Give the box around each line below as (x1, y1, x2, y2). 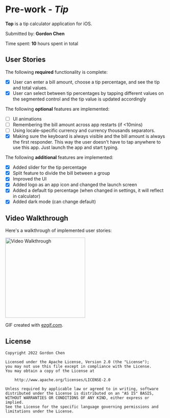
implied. (5, 400, 24, 405)
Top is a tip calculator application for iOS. (5, 21, 92, 27)
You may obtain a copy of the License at (5, 368, 95, 374)
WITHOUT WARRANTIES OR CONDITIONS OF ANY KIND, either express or (5, 395, 150, 401)
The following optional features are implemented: (5, 106, 110, 112)
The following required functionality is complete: (5, 69, 108, 75)
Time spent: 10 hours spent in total (5, 40, 78, 47)
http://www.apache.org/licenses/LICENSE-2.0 (14, 377, 111, 383)
